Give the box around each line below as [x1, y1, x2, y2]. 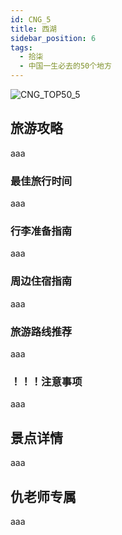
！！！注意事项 [10, 374, 83, 388]
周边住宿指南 [10, 274, 73, 288]
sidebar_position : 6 [10, 33, 97, 43]
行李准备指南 [10, 224, 73, 238]
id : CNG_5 [10, 14, 52, 25]
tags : [10, 42, 33, 53]
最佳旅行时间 [10, 174, 73, 188]
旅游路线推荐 [10, 324, 73, 338]
